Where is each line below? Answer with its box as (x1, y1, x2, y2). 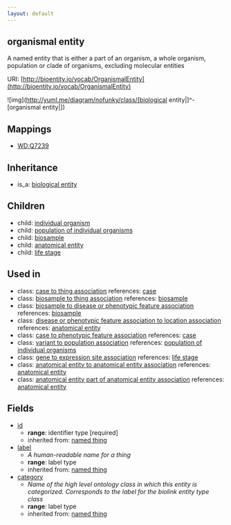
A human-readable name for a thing (27, 450, 131, 458)
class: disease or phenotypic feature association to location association (17, 316, 221, 325)
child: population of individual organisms (17, 226, 133, 234)
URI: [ (7, 75, 24, 83)
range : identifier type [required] (27, 428, 119, 437)
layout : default (7, 10, 54, 17)
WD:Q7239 (17, 141, 50, 150)
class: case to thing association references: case (17, 286, 157, 295)
